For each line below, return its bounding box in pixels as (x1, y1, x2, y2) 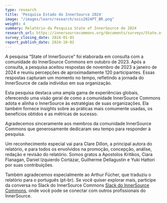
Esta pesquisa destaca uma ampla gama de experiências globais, (5, 89, 139, 95)
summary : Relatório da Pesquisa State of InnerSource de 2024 (5, 26, 137, 31)
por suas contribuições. (5, 162, 54, 168)
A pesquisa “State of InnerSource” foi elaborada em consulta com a (5, 53, 144, 59)
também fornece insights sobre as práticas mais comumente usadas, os (5, 105, 153, 111)
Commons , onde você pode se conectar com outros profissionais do (5, 188, 146, 194)
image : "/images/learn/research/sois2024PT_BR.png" (5, 16, 114, 21)
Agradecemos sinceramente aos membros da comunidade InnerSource (5, 120, 152, 126)
